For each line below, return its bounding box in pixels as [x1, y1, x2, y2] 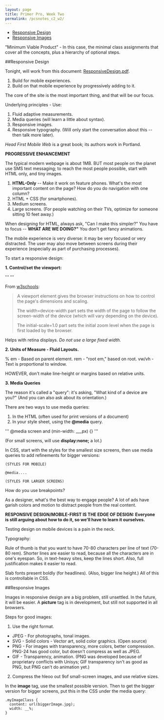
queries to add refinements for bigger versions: [5, 453, 100, 458]
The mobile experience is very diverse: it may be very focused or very [5, 235, 146, 242]
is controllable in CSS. [5, 576, 49, 581]
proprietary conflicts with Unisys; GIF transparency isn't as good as [12, 659, 148, 665]
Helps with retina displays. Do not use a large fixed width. [5, 337, 121, 343]
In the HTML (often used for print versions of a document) [12, 413, 129, 420]
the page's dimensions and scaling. [17, 298, 89, 304]
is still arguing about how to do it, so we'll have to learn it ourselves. [5, 517, 145, 523]
